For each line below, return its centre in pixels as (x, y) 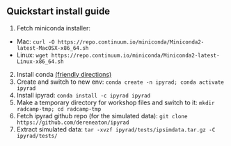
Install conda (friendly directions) (64, 74)
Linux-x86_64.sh (40, 62)
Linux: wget (32, 55)
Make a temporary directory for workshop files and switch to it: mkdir (115, 102)
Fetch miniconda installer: (54, 28)
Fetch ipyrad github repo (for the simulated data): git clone (102, 116)
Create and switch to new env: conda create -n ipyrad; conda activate (120, 82)
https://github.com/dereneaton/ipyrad (73, 122)
